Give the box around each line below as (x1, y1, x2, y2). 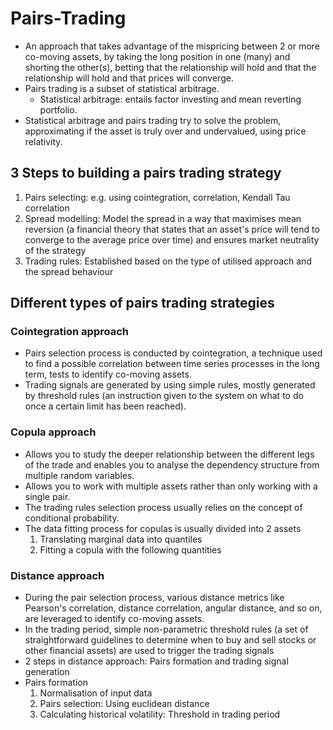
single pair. (24, 490, 71, 502)
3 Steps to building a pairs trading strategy (10, 165, 282, 182)
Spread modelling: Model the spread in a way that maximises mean (24, 212, 302, 224)
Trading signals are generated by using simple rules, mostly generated (24, 379, 316, 391)
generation (24, 666, 70, 678)
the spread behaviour (24, 265, 114, 277)
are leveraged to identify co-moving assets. (24, 613, 205, 625)
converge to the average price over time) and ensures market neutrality (24, 233, 320, 246)
